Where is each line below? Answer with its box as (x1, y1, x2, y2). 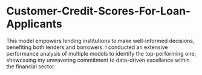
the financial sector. (6, 62, 56, 70)
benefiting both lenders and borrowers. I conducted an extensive (6, 44, 168, 51)
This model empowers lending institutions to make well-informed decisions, (6, 37, 195, 44)
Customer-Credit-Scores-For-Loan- (6, 4, 191, 18)
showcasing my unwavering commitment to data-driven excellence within (6, 56, 191, 64)
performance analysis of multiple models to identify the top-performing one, (6, 50, 197, 57)
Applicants (6, 17, 62, 31)
